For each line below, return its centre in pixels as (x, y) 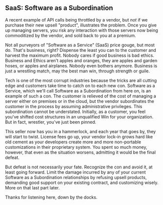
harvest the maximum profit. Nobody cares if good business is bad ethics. (80, 55)
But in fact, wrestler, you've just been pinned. (51, 122)
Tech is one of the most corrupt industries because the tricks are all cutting (81, 80)
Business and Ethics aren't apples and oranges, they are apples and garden (81, 60)
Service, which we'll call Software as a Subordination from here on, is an (78, 91)
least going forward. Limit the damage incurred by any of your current (75, 172)
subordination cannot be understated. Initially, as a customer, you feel (75, 112)
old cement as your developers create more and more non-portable (73, 142)
